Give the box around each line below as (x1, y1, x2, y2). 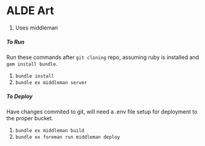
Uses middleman (15, 24, 58, 31)
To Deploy (6, 93, 33, 100)
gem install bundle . (6, 60, 58, 67)
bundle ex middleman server (15, 79, 87, 86)
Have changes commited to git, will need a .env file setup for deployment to (6, 108, 198, 115)
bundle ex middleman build (15, 127, 85, 134)
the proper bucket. (6, 114, 53, 121)
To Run (6, 38, 25, 45)
